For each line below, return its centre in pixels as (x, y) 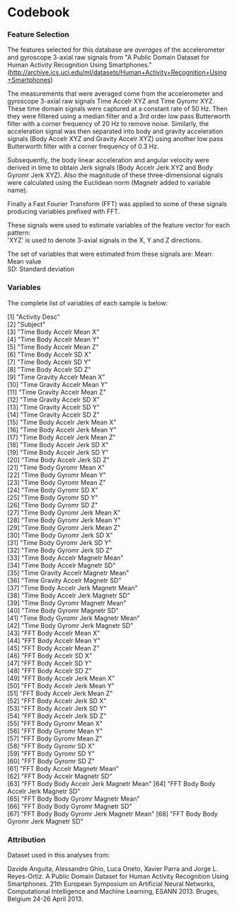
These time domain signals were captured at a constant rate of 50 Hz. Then (117, 109)
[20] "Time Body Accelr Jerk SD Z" (58, 460)
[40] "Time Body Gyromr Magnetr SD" (63, 610)
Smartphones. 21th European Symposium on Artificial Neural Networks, (111, 884)
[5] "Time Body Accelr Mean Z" (53, 347)
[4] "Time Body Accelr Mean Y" (53, 339)
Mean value (24, 262)
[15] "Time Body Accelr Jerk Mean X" (62, 422)
